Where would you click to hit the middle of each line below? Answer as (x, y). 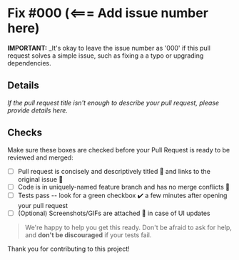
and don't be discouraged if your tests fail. (88, 235)
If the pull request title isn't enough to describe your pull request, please (113, 103)
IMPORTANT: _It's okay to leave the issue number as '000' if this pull (109, 48)
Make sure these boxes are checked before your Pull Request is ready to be (119, 150)
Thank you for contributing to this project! (68, 249)
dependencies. (29, 63)
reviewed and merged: (40, 157)
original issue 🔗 (40, 179)
